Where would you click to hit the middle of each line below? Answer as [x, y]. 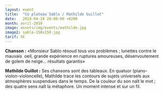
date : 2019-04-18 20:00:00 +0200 [41, 19]
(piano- [140, 70]
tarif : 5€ [15, 37]
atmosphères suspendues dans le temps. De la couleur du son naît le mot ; [80, 81]
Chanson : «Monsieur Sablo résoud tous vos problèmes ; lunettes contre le [81, 51]
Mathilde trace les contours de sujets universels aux [97, 76]
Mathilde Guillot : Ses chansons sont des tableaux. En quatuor [68, 70]
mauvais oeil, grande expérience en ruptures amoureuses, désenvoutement [82, 56]
